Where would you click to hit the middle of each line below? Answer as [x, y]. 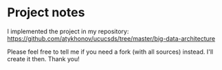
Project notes [46, 13]
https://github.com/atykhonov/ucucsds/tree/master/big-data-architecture [111, 38]
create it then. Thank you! [44, 58]
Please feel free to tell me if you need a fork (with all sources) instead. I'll [110, 52]
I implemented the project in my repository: [68, 31]
